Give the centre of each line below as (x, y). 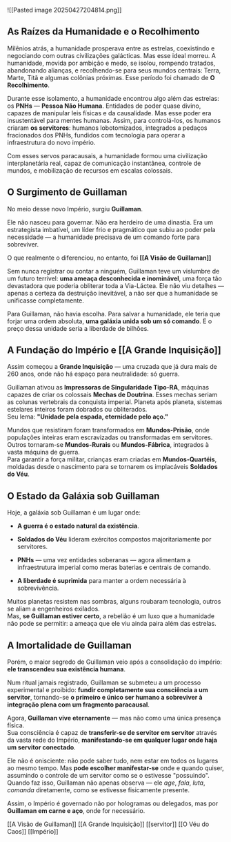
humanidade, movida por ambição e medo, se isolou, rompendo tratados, (111, 63)
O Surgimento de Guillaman (67, 192)
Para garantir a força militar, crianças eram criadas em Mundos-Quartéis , (112, 459)
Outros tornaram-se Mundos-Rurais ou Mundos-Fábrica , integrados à (108, 445)
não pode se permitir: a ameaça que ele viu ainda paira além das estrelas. (112, 624)
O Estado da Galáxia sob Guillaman (83, 496)
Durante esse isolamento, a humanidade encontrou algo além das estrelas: (113, 98)
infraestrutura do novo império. (51, 142)
